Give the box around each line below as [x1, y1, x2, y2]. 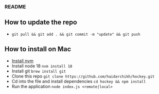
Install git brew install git [11, 68, 66, 74]
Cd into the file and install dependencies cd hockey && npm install [11, 78, 146, 84]
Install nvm [11, 58, 34, 64]
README [4, 3, 26, 10]
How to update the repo [4, 18, 77, 27]
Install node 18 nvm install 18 [11, 63, 72, 68]
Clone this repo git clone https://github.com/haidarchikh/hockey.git [11, 73, 155, 79]
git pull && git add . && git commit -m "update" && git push [11, 32, 141, 37]
